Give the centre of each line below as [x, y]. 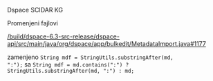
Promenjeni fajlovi [33, 23]
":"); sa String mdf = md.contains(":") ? [68, 64]
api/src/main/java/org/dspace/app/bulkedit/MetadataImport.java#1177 [106, 44]
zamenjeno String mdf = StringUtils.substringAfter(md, [91, 57]
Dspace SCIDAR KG [35, 10]
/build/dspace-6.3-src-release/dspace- [63, 36]
